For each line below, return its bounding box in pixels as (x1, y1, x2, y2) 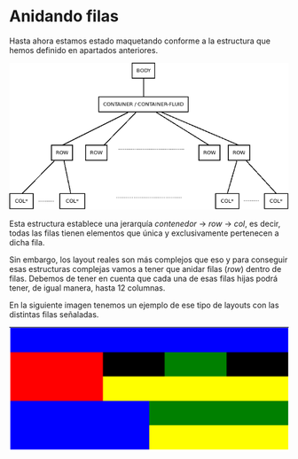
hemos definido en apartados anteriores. (9, 44, 158, 55)
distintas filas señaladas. (9, 309, 99, 320)
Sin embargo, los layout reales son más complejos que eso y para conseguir (9, 254, 288, 265)
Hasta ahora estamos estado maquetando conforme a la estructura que (9, 35, 271, 46)
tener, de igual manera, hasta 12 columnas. (9, 283, 166, 293)
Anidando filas (9, 6, 120, 27)
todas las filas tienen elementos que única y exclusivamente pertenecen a (9, 228, 279, 238)
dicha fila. (9, 237, 45, 248)
